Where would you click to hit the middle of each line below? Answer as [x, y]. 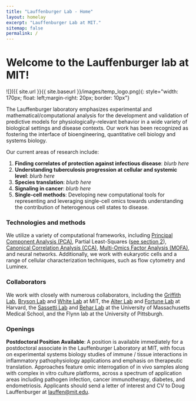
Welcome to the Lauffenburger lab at [98, 63]
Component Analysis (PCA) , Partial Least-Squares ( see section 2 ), [86, 242]
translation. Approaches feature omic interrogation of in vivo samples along [98, 367]
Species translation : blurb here [53, 182]
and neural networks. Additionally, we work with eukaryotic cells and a [92, 254]
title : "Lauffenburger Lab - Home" [50, 11]
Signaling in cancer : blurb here [53, 189]
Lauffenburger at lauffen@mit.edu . [48, 392]
